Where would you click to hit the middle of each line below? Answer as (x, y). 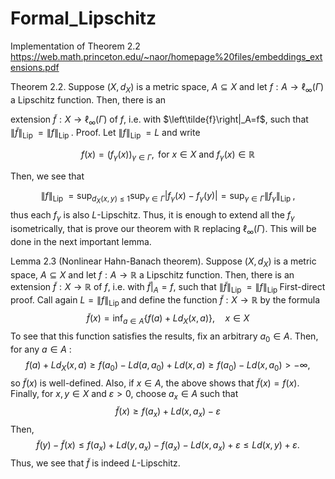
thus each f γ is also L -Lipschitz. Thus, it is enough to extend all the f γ (152, 216)
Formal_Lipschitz (83, 18)
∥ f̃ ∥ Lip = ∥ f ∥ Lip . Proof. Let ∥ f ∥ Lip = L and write (105, 133)
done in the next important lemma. (81, 241)
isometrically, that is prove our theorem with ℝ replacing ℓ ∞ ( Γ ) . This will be (163, 230)
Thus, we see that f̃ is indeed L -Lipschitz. (95, 463)
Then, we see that (47, 176)
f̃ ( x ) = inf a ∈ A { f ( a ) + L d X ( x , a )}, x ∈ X (168, 319)
